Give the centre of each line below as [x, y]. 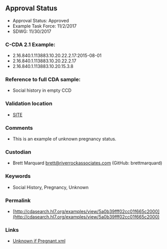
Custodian [18, 152]
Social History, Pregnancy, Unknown [51, 187]
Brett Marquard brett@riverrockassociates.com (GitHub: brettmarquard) [87, 163]
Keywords [18, 176]
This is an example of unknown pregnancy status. [64, 139]
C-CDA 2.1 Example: [30, 44]
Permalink [18, 200]
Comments [19, 128]
